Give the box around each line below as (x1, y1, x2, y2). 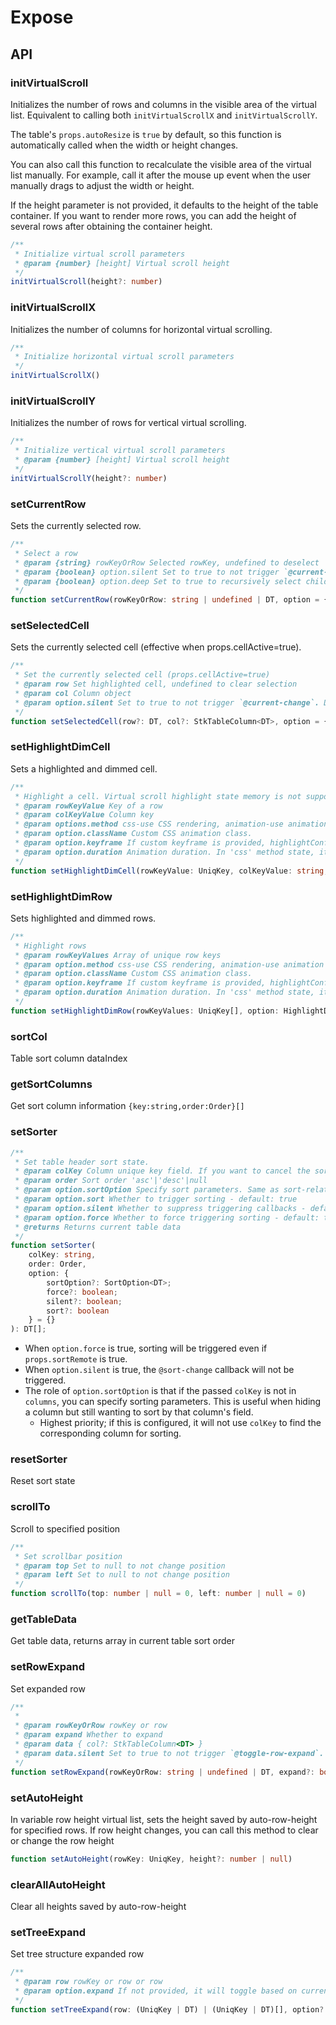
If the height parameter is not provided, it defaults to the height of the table (10, 199, 319, 211)
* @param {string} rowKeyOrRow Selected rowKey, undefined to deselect (14, 557, 320, 568)
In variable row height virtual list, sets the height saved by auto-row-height (10, 1813, 318, 1825)
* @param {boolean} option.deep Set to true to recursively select (14, 576, 302, 586)
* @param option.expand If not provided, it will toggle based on (14, 1986, 298, 1996)
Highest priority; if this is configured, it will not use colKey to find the (39, 1417, 322, 1429)
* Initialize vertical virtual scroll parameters (14, 446, 226, 456)
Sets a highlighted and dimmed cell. (10, 762, 158, 775)
